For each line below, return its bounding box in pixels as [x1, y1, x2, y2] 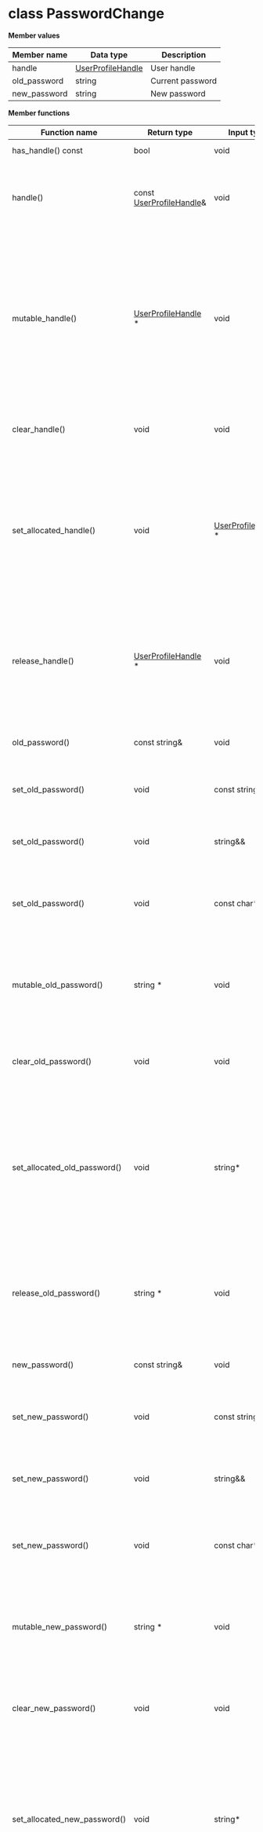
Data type [90, 49, 128, 60]
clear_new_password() [12, 1702, 96, 1713]
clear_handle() [12, 423, 66, 434]
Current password [150, 75, 218, 86]
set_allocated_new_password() [12, 1813, 127, 1824]
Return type [147, 126, 193, 137]
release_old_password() [12, 1287, 100, 1298]
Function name [40, 126, 98, 137]
